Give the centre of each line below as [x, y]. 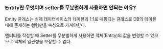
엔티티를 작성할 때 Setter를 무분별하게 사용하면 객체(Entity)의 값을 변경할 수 [77, 35]
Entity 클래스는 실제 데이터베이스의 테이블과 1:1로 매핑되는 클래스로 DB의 [74, 19]
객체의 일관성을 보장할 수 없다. [43, 42]
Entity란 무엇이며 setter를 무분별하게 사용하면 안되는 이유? [70, 7]
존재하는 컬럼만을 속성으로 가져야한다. [50, 25]
